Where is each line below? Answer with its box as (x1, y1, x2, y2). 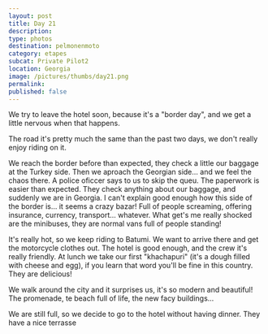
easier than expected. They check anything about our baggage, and (8, 184, 236, 194)
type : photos (8, 34, 53, 43)
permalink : (8, 80, 45, 88)
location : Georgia (8, 65, 71, 73)
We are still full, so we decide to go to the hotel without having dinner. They (8, 310, 261, 319)
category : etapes (8, 50, 67, 58)
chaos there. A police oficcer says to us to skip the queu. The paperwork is (8, 176, 260, 185)
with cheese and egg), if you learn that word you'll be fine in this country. (8, 261, 253, 271)
